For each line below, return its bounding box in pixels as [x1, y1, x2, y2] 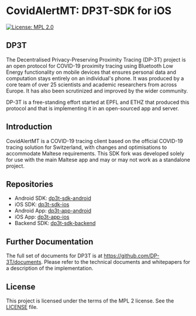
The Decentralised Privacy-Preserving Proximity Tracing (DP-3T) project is [6, 56, 186, 63]
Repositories [6, 179, 54, 189]
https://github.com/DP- [104, 252, 160, 259]
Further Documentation [6, 236, 94, 247]
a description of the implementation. [6, 265, 94, 272]
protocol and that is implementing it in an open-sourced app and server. [6, 104, 180, 112]
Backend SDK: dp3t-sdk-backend [14, 220, 96, 227]
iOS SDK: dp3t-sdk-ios [14, 201, 70, 208]
